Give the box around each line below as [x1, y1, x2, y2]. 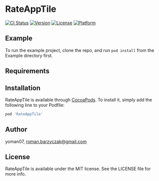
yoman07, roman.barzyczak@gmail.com [5, 138, 87, 144]
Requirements [5, 67, 50, 75]
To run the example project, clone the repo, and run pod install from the [5, 47, 155, 53]
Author [5, 125, 27, 134]
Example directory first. [5, 52, 53, 58]
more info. [5, 171, 26, 177]
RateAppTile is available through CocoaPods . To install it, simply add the [5, 96, 153, 102]
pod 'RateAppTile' [5, 111, 43, 117]
